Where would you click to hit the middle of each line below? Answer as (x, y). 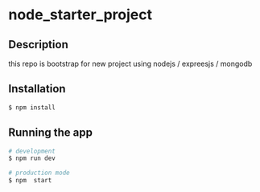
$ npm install (32, 107)
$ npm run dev (32, 158)
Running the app (50, 133)
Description (38, 45)
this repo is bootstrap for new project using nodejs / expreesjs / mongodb (130, 63)
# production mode (39, 173)
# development (32, 151)
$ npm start (30, 181)
